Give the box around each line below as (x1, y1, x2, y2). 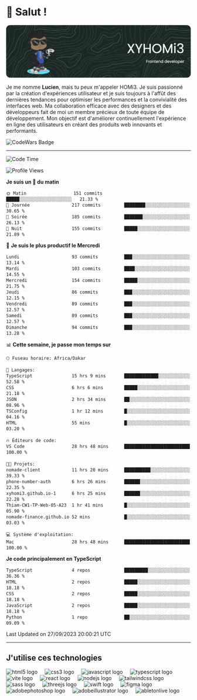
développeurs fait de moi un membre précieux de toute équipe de (6, 108, 165, 115)
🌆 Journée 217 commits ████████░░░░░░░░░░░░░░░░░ (6, 202, 191, 208)
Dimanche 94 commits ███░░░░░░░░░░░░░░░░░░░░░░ (6, 324, 191, 330)
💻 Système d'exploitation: (6, 531, 74, 537)
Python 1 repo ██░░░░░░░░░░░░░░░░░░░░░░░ (6, 614, 191, 620)
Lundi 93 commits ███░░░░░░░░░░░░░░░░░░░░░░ (6, 254, 191, 260)
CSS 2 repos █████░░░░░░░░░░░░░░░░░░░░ (6, 591, 191, 597)
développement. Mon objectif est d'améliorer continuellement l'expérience (6, 115, 186, 122)
